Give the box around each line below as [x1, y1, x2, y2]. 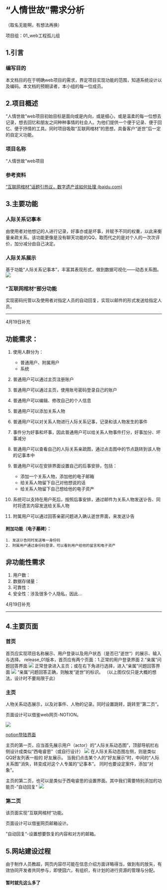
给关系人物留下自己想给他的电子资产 [20, 486, 95, 492]
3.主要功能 [5, 200, 39, 208]
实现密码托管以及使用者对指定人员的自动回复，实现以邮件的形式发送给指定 [5, 297, 158, 304]
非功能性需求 [5, 558, 45, 566]
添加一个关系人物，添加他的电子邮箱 [20, 473, 95, 479]
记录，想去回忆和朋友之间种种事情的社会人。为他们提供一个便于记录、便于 [5, 119, 158, 125]
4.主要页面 [5, 622, 39, 630]
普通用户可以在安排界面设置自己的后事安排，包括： [12, 463, 117, 469]
